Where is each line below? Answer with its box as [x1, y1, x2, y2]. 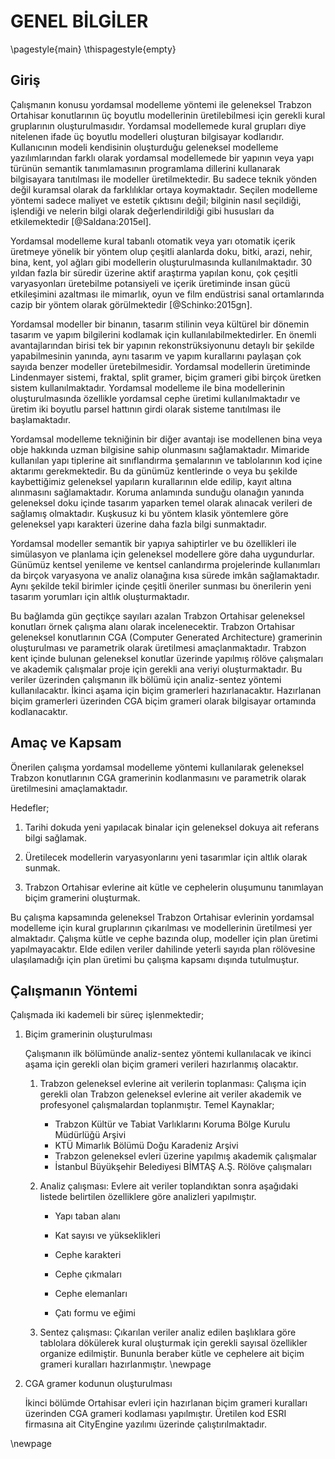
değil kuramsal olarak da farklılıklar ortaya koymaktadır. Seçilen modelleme [10, 183, 318, 195]
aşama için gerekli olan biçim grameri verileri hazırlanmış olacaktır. [24, 1058, 299, 1070]
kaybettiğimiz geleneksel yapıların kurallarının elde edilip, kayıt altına [10, 475, 292, 487]
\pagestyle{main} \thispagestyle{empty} [10, 43, 177, 55]
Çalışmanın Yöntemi [10, 982, 138, 999]
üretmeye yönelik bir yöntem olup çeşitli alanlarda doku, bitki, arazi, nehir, [10, 245, 313, 257]
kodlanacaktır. [10, 705, 68, 717]
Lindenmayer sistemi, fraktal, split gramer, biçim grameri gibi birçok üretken [10, 371, 322, 383]
